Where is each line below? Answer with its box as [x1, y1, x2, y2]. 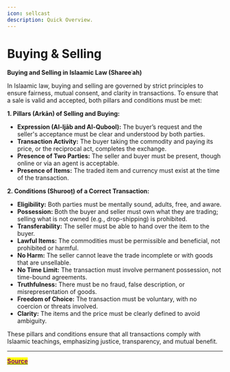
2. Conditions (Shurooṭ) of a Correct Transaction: [7, 187, 150, 195]
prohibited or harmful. [16, 244, 79, 252]
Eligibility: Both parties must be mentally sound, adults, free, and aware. [16, 200, 222, 209]
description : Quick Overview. [7, 16, 94, 23]
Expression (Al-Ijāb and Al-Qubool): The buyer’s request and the [16, 123, 203, 131]
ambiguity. [16, 317, 47, 325]
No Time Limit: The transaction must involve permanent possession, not [16, 266, 221, 274]
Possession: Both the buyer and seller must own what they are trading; [16, 208, 218, 216]
